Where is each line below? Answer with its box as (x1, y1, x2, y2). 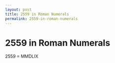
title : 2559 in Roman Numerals (5, 12, 69, 17)
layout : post (5, 7, 32, 12)
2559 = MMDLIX (5, 53, 38, 59)
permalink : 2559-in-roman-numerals (5, 16, 78, 21)
